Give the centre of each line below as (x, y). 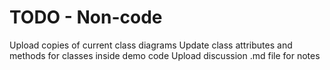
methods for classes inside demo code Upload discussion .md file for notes (165, 55)
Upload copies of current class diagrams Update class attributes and (151, 45)
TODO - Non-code (86, 17)
